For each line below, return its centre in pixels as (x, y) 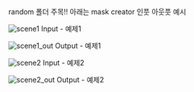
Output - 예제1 (78, 46)
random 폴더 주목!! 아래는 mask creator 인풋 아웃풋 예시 (97, 12)
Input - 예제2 (64, 63)
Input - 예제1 (62, 29)
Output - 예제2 (80, 80)
